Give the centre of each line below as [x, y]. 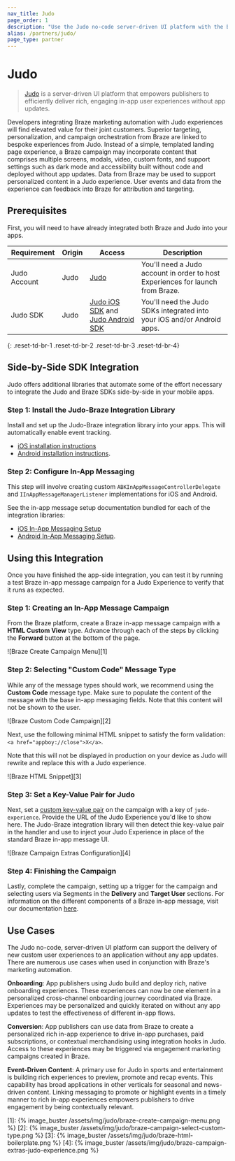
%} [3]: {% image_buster [71, 1135]
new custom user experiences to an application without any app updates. [113, 955]
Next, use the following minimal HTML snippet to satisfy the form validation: [116, 734]
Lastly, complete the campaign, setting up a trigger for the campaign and [113, 886]
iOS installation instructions [57, 446]
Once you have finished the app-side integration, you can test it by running [115, 575]
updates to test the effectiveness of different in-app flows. [91, 1013]
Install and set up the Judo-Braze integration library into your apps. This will [116, 425]
